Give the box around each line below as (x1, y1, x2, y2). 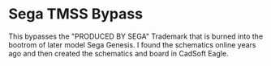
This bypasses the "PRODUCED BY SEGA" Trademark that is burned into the (8, 31, 264, 41)
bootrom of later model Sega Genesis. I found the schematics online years (8, 39, 256, 49)
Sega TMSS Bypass (8, 5, 144, 23)
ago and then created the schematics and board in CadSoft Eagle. (8, 48, 229, 58)
